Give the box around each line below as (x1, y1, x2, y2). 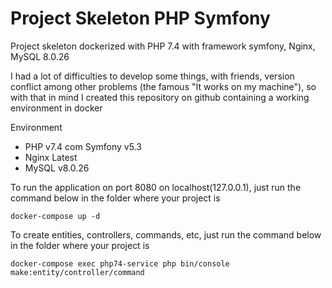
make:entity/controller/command (10, 267, 145, 277)
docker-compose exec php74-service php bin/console (10, 258, 230, 269)
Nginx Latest (24, 151, 78, 163)
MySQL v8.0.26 (24, 162, 90, 174)
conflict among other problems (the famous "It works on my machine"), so (10, 80, 317, 92)
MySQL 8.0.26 (10, 50, 70, 62)
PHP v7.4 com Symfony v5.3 (24, 140, 142, 152)
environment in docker (10, 102, 103, 114)
